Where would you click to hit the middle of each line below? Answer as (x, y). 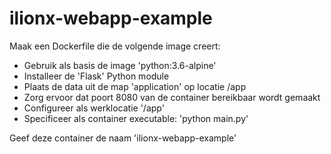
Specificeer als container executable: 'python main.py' (136, 118)
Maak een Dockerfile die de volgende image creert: (115, 46)
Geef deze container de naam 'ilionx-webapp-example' (123, 138)
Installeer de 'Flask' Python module (96, 76)
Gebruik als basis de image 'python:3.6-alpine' (120, 65)
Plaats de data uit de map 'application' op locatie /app (135, 86)
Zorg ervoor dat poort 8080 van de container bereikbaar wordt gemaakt (172, 97)
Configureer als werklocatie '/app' (94, 108)
